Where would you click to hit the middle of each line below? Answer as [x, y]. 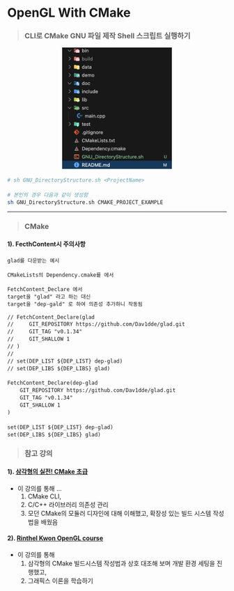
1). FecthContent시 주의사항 [46, 244]
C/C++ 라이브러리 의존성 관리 [68, 504]
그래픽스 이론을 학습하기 [61, 581]
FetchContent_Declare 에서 [45, 289]
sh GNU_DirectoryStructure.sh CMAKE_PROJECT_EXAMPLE [85, 202]
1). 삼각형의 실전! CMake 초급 [48, 471]
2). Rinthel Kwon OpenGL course [55, 538]
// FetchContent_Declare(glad [51, 317]
